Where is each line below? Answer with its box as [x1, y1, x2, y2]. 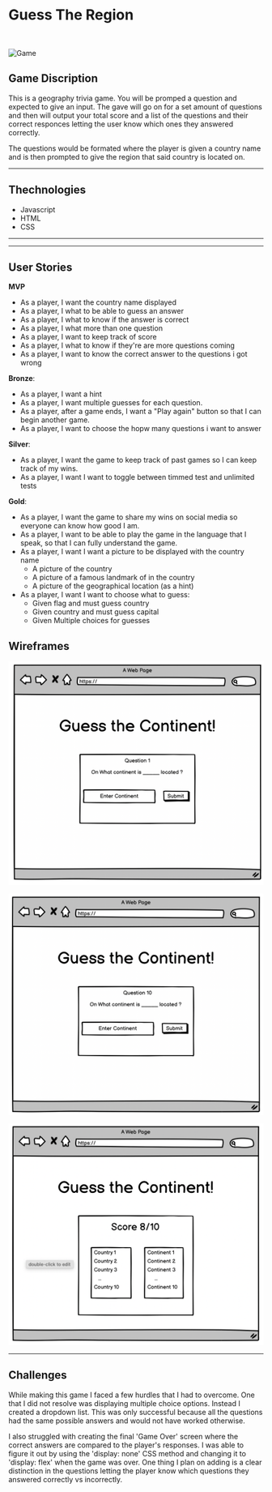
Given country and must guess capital [32, 607, 159, 617]
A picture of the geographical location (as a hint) [32, 581, 194, 591]
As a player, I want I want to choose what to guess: [19, 590, 190, 600]
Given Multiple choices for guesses [32, 616, 151, 626]
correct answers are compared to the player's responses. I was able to [8, 1440, 244, 1450]
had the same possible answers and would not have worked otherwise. [8, 1416, 245, 1426]
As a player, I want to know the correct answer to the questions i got [19, 349, 249, 359]
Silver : [8, 439, 31, 449]
